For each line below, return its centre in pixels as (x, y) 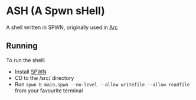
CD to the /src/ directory (44, 78)
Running (22, 46)
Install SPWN (30, 72)
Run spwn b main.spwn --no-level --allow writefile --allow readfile (102, 84)
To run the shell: (26, 60)
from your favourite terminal (49, 91)
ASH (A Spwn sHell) (55, 11)
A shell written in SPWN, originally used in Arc (62, 27)
